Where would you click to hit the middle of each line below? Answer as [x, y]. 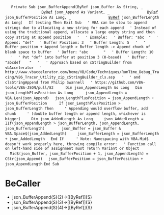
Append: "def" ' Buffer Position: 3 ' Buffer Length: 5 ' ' [76, 43]
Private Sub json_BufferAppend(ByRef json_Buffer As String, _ [77, 7]
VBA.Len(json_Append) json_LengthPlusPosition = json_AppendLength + [80, 98]
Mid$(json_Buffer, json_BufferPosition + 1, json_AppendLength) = [79, 154]
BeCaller [23, 184]
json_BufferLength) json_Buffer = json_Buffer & [63, 129]
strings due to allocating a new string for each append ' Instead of [81, 28]
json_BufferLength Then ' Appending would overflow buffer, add [77, 108]
